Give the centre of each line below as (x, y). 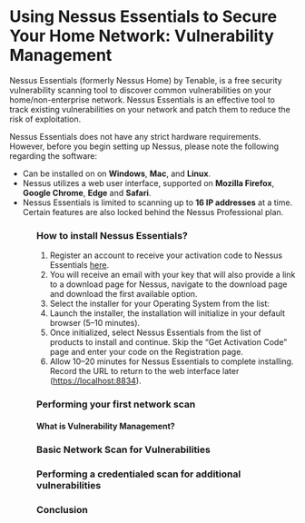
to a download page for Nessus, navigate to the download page (168, 284)
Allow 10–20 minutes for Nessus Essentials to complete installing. (172, 361)
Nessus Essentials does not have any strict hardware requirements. (135, 136)
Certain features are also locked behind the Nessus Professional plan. (153, 212)
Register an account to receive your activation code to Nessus (166, 255)
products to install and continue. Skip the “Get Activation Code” (168, 342)
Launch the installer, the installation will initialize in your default (167, 313)
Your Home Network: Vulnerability (142, 36)
